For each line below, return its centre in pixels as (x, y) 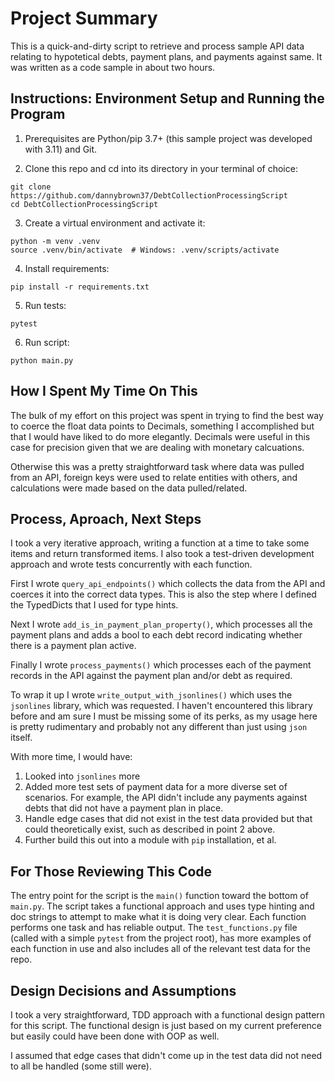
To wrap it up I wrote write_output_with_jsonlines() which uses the (151, 695)
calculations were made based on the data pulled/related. (129, 488)
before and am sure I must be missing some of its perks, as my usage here (164, 716)
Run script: (47, 342)
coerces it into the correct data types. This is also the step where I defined (163, 594)
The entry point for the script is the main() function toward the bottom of (159, 896)
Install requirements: (67, 268)
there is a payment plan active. (73, 646)
